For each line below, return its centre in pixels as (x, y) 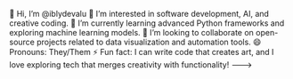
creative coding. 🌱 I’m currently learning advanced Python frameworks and (147, 23)
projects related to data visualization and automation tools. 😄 (149, 42)
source (22, 42)
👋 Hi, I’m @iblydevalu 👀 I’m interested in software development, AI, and (139, 14)
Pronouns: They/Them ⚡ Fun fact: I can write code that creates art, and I (142, 52)
